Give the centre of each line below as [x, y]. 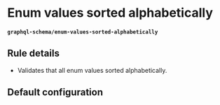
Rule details [33, 54]
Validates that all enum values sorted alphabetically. [92, 70]
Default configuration [55, 92]
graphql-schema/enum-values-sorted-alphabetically [83, 32]
